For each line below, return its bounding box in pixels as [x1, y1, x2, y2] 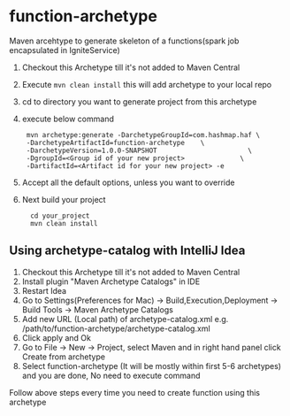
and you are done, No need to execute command [21, 370, 201, 381]
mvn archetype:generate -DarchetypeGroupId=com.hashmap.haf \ [26, 130, 261, 139]
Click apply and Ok [21, 332, 91, 343]
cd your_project [30, 211, 90, 220]
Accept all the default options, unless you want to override [21, 177, 235, 188]
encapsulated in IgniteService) [9, 44, 121, 55]
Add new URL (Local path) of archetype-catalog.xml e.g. [21, 313, 229, 324]
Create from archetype [21, 351, 106, 362]
